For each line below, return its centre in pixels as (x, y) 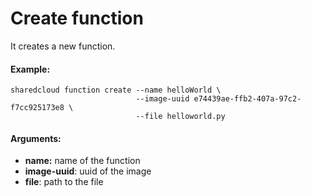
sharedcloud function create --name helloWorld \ (116, 90)
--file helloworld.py (180, 117)
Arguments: (36, 138)
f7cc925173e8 (37, 108)
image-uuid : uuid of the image (88, 171)
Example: (30, 69)
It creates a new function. (63, 46)
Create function (77, 18)
